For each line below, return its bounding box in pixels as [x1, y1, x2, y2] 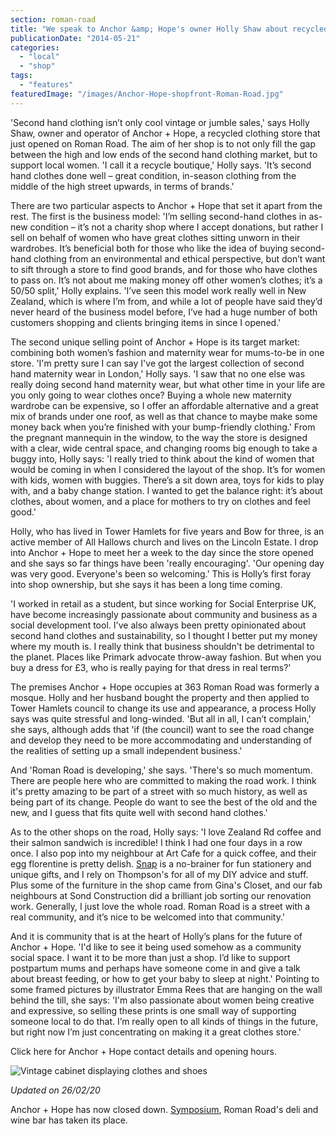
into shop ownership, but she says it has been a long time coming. [10, 578, 283, 590]
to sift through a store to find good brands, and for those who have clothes [10, 263, 318, 275]
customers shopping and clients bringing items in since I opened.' [10, 316, 282, 328]
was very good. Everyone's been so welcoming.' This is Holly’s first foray [10, 567, 312, 580]
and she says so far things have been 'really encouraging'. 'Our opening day [10, 557, 325, 569]
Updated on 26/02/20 [10, 1084, 101, 1096]
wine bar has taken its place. [10, 1114, 128, 1126]
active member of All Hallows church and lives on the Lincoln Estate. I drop [10, 536, 319, 548]
